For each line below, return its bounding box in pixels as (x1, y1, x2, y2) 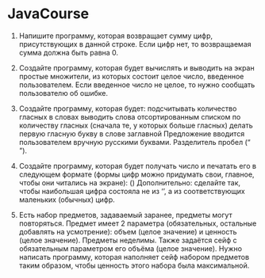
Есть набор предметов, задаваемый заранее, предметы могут (18, 210, 232, 219)
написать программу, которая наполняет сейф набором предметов (18, 252, 250, 261)
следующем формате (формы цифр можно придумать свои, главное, (18, 169, 255, 179)
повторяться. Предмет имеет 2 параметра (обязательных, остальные (18, 219, 257, 228)
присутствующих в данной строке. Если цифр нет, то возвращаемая (18, 39, 252, 48)
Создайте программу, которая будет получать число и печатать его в (18, 161, 257, 170)
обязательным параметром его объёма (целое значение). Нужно (18, 243, 243, 253)
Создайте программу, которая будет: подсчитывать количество (18, 104, 237, 113)
